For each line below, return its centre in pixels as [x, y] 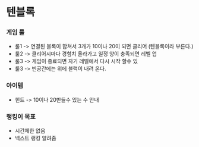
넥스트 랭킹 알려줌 [35, 138]
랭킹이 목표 [21, 117]
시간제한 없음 [30, 131]
